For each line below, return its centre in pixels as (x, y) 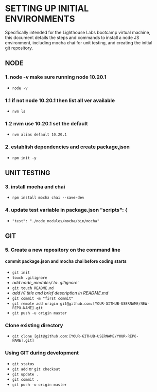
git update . (25, 374)
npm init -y (24, 158)
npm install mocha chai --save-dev (48, 198)
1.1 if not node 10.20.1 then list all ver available (60, 100)
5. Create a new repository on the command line (63, 250)
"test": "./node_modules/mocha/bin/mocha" (56, 221)
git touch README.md (33, 288)
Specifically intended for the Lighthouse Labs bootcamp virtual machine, (78, 32)
